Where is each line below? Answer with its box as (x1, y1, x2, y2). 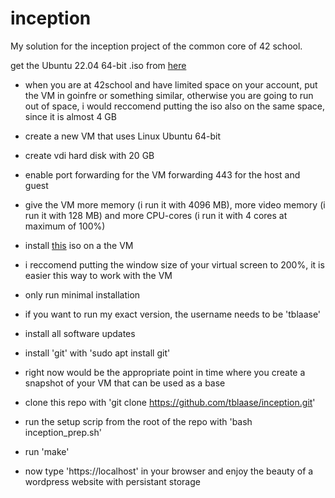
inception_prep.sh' (24, 426, 102, 438)
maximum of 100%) (24, 220, 106, 232)
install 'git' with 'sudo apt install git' (24, 347, 171, 359)
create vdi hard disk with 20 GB (24, 149, 155, 161)
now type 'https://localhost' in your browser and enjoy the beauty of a (24, 465, 314, 477)
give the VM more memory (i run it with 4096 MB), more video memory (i (24, 198, 326, 211)
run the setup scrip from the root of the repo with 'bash (24, 415, 253, 427)
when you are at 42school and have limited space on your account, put (24, 78, 318, 91)
